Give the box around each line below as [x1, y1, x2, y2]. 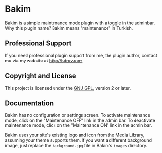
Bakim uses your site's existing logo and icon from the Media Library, [5, 132, 145, 138]
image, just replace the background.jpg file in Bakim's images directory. [5, 143, 148, 149]
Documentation [5, 99, 54, 107]
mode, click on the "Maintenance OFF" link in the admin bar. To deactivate [5, 117, 156, 123]
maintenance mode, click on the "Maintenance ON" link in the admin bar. [5, 122, 152, 128]
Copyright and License [5, 72, 76, 80]
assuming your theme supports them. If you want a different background [5, 137, 152, 143]
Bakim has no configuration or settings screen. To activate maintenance [5, 112, 151, 118]
